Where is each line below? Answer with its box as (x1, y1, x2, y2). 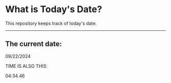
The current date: (5, 39, 62, 49)
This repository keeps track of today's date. (5, 20, 97, 26)
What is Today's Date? (5, 4, 102, 15)
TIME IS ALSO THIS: (5, 63, 47, 69)
